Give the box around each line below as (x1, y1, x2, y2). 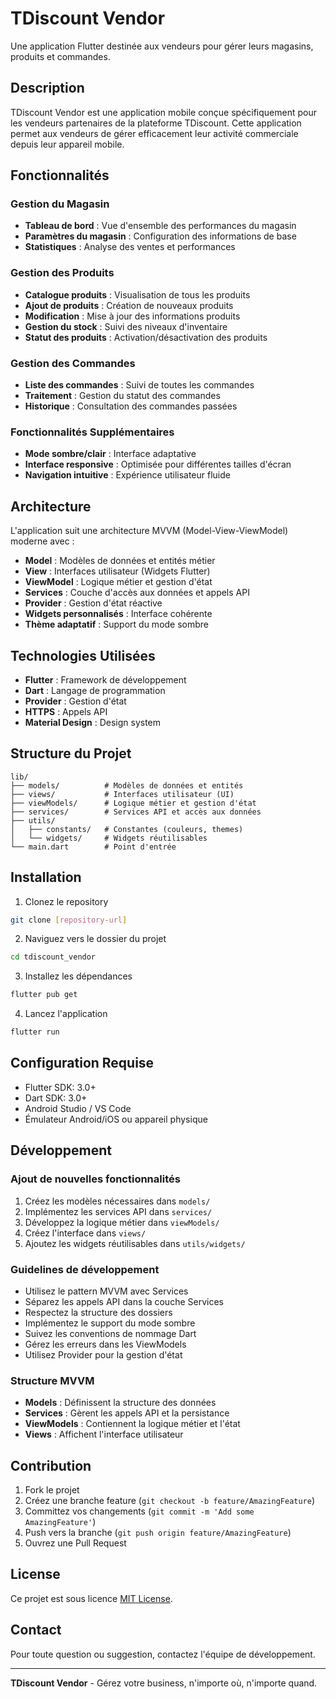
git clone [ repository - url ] (10, 915, 128, 925)
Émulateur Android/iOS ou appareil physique (24, 1113, 208, 1125)
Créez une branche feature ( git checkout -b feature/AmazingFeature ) (24, 1494, 316, 1506)
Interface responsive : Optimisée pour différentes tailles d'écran (24, 458, 292, 471)
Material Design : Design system (24, 716, 162, 728)
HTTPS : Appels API (24, 705, 108, 717)
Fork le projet (24, 1483, 80, 1496)
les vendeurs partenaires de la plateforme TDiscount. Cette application (10, 117, 302, 129)
